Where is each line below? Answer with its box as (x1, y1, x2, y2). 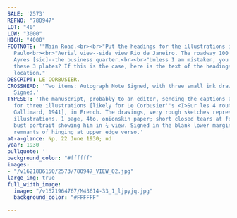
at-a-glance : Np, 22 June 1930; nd (7, 135, 112, 142)
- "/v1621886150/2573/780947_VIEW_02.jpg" (7, 167, 134, 175)
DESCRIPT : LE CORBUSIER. (7, 75, 80, 83)
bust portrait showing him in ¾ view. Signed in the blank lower (13, 121, 210, 129)
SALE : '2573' (7, 10, 46, 18)
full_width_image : (7, 181, 61, 188)
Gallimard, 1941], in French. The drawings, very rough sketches (13, 109, 210, 116)
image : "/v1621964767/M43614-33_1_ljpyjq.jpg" (13, 188, 153, 195)
